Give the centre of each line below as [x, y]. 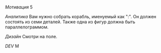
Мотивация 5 [19, 7]
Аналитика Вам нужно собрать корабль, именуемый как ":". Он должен [81, 16]
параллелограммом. [27, 27]
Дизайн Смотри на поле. [31, 37]
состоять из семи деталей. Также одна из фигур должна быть [70, 22]
